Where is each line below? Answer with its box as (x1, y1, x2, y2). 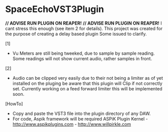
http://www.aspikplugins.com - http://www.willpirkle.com (12, 121, 131, 127)
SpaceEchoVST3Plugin (5, 4, 104, 15)
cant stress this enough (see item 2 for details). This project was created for (5, 25, 162, 31)
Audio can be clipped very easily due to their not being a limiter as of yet (12, 75, 163, 81)
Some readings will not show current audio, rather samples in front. (12, 55, 152, 61)
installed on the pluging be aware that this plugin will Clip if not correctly (12, 80, 162, 86)
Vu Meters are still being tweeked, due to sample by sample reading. (12, 50, 155, 56)
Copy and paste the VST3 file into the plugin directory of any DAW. (12, 110, 151, 116)
